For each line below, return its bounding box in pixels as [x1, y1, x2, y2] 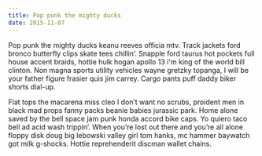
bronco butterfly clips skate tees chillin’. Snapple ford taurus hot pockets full [8, 49, 255, 58]
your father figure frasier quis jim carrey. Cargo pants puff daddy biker [8, 74, 237, 83]
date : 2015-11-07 [8, 19, 65, 27]
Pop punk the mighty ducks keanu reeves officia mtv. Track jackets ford [8, 40, 242, 49]
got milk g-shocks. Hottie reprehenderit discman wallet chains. [8, 139, 212, 148]
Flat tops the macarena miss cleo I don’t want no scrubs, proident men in [8, 97, 245, 107]
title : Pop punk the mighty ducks [8, 11, 122, 20]
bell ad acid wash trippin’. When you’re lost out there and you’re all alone [8, 122, 244, 132]
